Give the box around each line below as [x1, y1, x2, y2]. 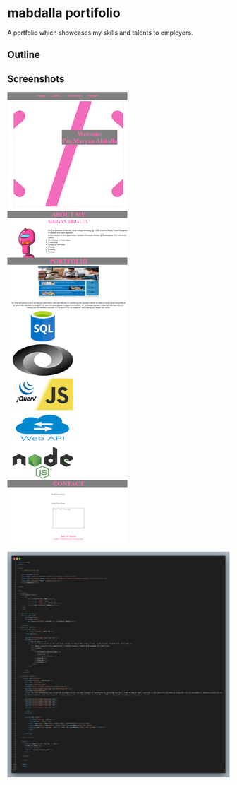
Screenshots [7, 73, 65, 85]
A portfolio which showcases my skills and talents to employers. [7, 28, 193, 37]
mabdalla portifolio [7, 5, 121, 21]
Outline [7, 49, 40, 61]
